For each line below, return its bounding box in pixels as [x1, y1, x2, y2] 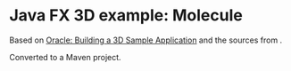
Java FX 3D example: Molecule [9, 5, 243, 26]
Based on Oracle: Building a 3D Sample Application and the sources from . [9, 35, 283, 45]
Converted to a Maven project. [9, 51, 122, 62]
